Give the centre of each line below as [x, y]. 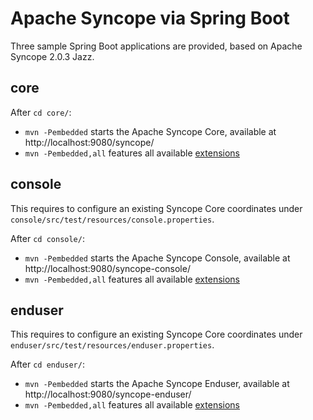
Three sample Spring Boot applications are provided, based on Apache [156, 46]
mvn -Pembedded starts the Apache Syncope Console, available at [157, 258]
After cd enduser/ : [47, 364]
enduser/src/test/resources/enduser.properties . [112, 345]
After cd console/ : [47, 238]
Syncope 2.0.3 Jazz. [52, 56]
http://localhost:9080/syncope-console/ [107, 268]
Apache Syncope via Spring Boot [150, 18]
